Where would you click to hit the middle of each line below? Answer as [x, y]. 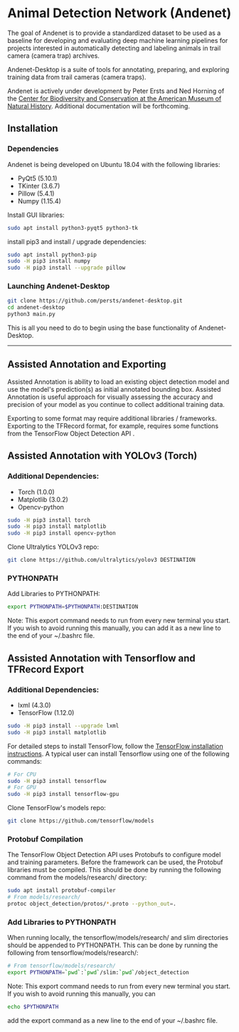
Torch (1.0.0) [36, 492]
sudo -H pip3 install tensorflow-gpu [63, 794]
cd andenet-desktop [36, 308]
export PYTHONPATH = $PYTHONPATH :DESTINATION [73, 607]
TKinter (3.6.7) [39, 186]
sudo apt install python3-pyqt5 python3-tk [73, 228]
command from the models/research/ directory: [77, 877]
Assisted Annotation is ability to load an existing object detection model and [118, 381]
